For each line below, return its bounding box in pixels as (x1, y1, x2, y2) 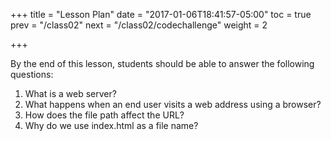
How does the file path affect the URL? (24, 109, 185, 121)
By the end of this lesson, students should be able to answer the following (10, 58, 315, 69)
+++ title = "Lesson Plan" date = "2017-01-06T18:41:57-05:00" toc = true (10, 9, 312, 20)
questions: (10, 69, 54, 80)
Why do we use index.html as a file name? (24, 120, 199, 131)
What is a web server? (24, 88, 117, 99)
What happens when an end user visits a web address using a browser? (24, 99, 322, 110)
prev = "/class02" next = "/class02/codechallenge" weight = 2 (10, 19, 268, 31)
